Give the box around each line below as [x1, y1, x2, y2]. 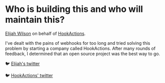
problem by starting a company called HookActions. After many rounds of [5, 45, 156, 51]
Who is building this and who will [5, 3, 143, 15]
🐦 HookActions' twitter [5, 72, 53, 78]
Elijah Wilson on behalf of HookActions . [5, 30, 86, 36]
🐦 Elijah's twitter [5, 61, 40, 67]
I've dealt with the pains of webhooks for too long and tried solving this [5, 40, 150, 46]
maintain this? [5, 14, 65, 25]
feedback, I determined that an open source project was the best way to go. [5, 51, 160, 57]
